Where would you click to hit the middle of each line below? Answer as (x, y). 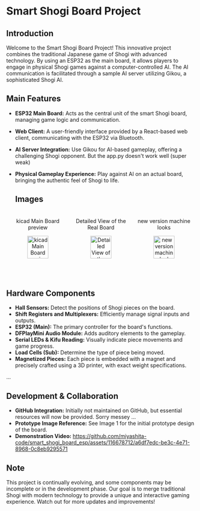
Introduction (30, 33)
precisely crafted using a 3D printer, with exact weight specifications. (101, 365)
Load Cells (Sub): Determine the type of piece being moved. (90, 353)
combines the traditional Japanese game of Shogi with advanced (86, 54)
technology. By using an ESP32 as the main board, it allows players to (92, 61)
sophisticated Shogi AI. (35, 80)
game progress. (35, 346)
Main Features (34, 99)
